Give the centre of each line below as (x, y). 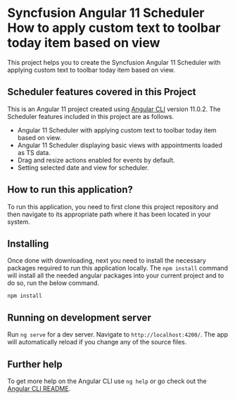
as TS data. (34, 152)
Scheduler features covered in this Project (102, 92)
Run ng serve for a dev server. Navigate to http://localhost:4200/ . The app (118, 335)
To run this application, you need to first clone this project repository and (113, 206)
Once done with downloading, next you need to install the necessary (107, 261)
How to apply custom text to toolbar (114, 28)
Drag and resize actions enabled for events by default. (96, 160)
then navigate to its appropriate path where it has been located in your (109, 214)
